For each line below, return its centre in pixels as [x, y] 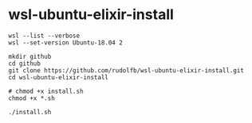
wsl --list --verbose [44, 36]
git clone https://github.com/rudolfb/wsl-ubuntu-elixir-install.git [126, 70]
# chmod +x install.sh [46, 91]
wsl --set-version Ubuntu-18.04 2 [66, 42]
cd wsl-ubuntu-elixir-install [59, 77]
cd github [25, 63]
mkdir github [30, 56]
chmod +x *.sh [32, 98]
